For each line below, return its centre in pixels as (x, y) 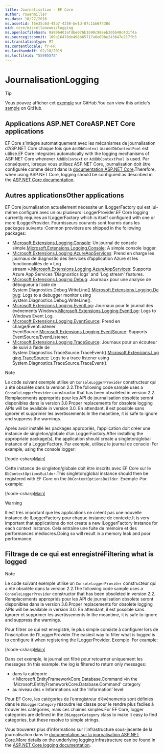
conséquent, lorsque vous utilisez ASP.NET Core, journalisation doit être (78, 164)
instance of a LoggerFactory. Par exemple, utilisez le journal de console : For (82, 444)
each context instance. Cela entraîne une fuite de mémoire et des (71, 528)
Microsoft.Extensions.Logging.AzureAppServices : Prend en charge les (83, 253)
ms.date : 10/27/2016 (26, 19)
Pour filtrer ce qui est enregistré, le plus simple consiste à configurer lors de (82, 629)
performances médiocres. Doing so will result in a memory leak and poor (78, 533)
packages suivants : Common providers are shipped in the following (73, 228)
